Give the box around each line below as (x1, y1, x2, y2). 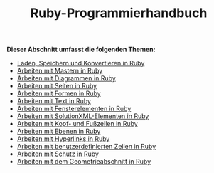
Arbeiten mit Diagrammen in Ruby (16, 74, 117, 83)
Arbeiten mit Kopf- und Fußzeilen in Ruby (16, 120, 138, 128)
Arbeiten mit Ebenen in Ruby (16, 127, 101, 136)
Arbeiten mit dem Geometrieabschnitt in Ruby (16, 157, 151, 166)
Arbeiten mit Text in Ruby (16, 97, 92, 105)
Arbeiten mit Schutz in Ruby (16, 150, 99, 158)
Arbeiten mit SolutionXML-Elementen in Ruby (16, 112, 149, 120)
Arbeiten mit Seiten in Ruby (16, 82, 97, 90)
